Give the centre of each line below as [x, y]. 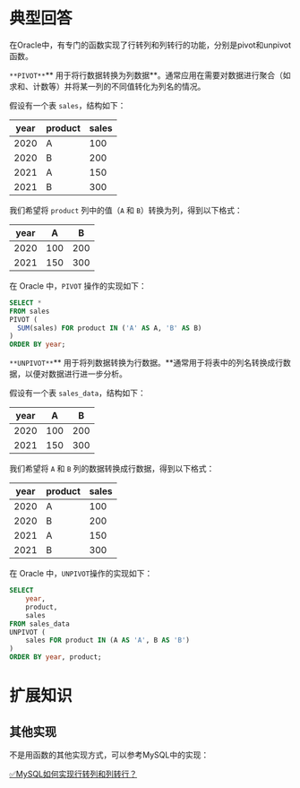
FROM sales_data [39, 624]
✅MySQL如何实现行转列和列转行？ [73, 774]
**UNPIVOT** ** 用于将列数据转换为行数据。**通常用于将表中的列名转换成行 [146, 363]
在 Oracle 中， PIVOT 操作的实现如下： [78, 286]
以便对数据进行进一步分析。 [76, 374]
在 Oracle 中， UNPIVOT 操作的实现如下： [81, 574]
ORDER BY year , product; [56, 657]
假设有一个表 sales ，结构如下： [68, 105]
